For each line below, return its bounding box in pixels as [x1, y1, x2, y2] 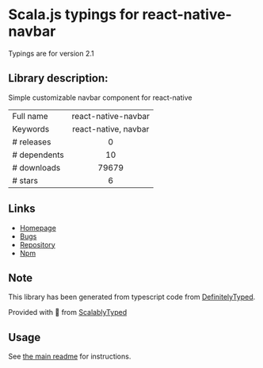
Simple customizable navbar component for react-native [8, 93, 192, 102]
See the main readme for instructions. [8, 351, 131, 362]
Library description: [8, 71, 109, 85]
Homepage [19, 223, 57, 232]
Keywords [12, 123, 50, 134]
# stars [12, 174, 38, 186]
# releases [12, 136, 51, 148]
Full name [12, 110, 49, 121]
